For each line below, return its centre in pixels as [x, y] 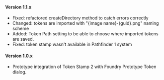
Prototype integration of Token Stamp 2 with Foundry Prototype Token [84, 67]
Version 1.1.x [18, 7]
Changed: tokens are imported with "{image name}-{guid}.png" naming [85, 23]
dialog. [19, 72]
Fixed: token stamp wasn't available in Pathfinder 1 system [72, 44]
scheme [21, 29]
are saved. [23, 39]
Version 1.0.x [19, 56]
